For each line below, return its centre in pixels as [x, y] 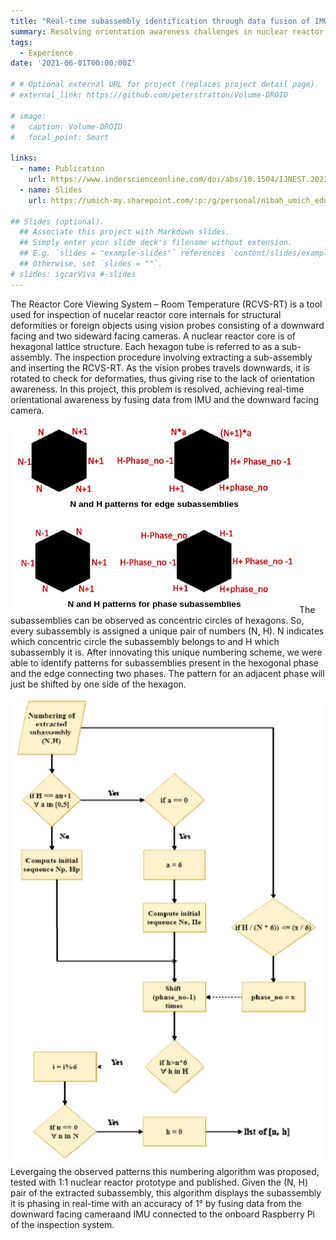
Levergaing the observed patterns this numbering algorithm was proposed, [165, 1172]
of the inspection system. [62, 1225]
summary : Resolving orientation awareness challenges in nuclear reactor [167, 31]
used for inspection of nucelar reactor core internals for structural [146, 314]
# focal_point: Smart [60, 137]
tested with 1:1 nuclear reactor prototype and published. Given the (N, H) [159, 1182]
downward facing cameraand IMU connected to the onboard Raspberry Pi [163, 1214]
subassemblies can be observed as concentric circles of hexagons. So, [157, 620]
